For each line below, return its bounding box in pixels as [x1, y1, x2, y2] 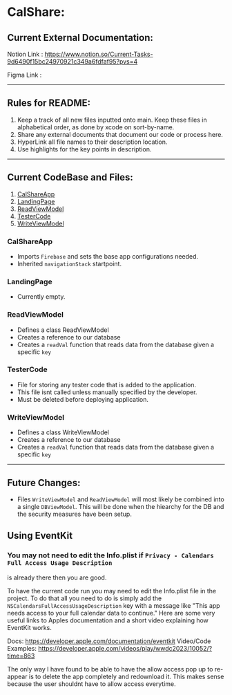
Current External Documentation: [7, 32, 154, 44]
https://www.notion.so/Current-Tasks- [44, 50, 153, 58]
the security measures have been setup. [17, 510, 133, 518]
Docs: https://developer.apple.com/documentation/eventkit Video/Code [7, 637, 211, 645]
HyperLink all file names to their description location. [17, 138, 168, 146]
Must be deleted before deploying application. [17, 395, 149, 403]
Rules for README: [7, 98, 91, 109]
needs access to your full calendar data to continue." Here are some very [7, 609, 215, 617]
